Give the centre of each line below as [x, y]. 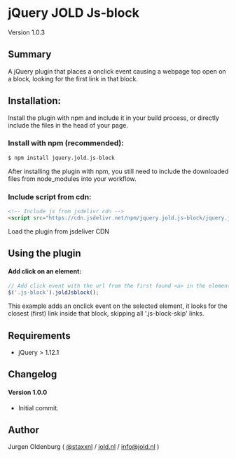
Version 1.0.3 [26, 32]
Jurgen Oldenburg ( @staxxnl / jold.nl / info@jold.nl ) [84, 447]
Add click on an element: [45, 271]
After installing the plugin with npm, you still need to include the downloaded [118, 171]
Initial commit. [38, 408]
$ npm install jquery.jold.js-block [61, 158]
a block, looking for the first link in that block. [73, 79]
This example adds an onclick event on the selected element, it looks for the [118, 306]
